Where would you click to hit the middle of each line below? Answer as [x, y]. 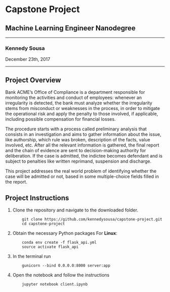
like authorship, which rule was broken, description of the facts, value [78, 140]
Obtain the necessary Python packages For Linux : [65, 233]
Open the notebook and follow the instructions [61, 275]
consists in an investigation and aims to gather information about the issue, [83, 134]
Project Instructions [37, 198]
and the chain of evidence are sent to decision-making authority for [76, 151]
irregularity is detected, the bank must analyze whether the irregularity [79, 103]
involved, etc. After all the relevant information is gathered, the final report [82, 145]
